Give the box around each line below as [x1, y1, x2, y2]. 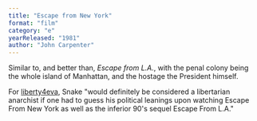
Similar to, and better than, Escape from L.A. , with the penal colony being [8, 63, 249, 72]
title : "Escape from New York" [8, 11, 113, 20]
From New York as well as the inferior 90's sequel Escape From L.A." [8, 104, 234, 114]
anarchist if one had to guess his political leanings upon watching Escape [8, 96, 250, 105]
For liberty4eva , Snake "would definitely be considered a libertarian [8, 87, 231, 96]
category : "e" [8, 26, 56, 34]
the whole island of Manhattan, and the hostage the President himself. [8, 72, 239, 81]
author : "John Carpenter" [8, 41, 94, 49]
